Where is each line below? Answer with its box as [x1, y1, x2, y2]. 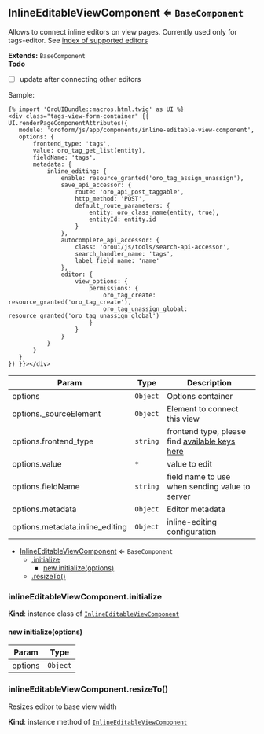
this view [166, 413, 200, 424]
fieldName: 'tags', [32, 153, 97, 161]
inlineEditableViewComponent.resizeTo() [8, 684, 169, 695]
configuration [166, 526, 217, 537]
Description [187, 377, 232, 388]
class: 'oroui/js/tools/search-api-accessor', [75, 243, 230, 251]
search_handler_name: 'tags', [75, 249, 174, 258]
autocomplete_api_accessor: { [60, 236, 159, 244]
